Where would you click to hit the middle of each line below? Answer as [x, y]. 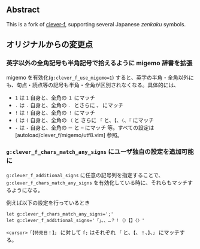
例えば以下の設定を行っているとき [48, 202]
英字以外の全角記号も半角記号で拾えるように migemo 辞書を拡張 [99, 63]
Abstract [23, 10]
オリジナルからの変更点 [49, 45]
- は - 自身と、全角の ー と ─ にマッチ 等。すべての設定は [84, 127]
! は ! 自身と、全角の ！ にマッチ [55, 113]
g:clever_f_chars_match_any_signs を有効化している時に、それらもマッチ [97, 183]
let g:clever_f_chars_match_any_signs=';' [60, 214]
